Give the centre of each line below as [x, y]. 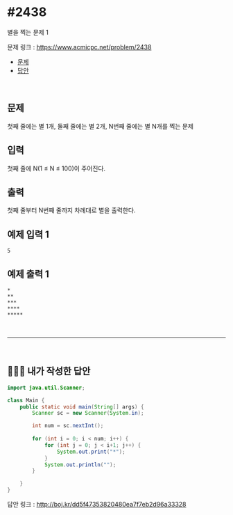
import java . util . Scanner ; [46, 388]
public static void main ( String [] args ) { [82, 407]
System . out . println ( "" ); [80, 465]
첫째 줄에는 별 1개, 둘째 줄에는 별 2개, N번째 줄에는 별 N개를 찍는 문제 [101, 126]
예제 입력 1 [28, 234]
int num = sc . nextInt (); [68, 426]
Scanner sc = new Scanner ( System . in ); [88, 413]
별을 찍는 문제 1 [28, 32]
